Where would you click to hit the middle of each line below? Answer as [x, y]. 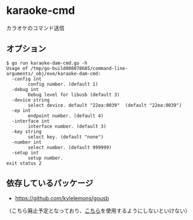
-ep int [21, 110]
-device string [31, 100]
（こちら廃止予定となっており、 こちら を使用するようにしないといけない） [98, 210]
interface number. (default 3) [67, 126]
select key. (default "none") [66, 137]
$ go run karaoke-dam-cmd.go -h [47, 63]
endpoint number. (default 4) [66, 116]
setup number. [46, 158]
